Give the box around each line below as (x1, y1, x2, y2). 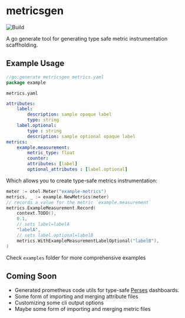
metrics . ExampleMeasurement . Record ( (6, 205, 96, 211)
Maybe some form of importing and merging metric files (14, 306, 151, 313)
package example (6, 80, 46, 86)
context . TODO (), (16, 211, 57, 217)
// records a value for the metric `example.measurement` (6, 199, 151, 205)
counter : (27, 155, 49, 162)
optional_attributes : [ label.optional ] (27, 166, 128, 172)
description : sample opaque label (27, 112, 112, 117)
